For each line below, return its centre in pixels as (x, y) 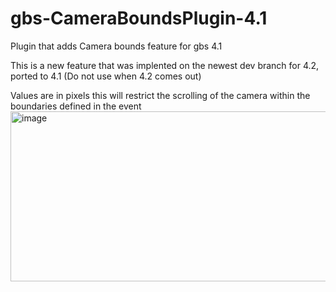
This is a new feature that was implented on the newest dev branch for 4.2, (165, 65)
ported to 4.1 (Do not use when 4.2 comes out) (106, 76)
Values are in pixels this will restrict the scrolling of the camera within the (160, 95)
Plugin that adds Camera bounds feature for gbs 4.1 (116, 46)
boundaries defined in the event (76, 106)
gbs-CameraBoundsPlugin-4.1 (139, 18)
